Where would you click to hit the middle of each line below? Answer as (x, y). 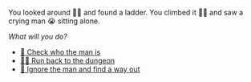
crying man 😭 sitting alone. (54, 21)
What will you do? (38, 37)
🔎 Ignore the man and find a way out (80, 69)
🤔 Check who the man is (60, 52)
